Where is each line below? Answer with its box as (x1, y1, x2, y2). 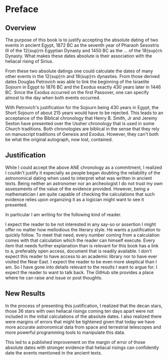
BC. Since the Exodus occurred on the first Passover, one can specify (5, 89, 149, 95)
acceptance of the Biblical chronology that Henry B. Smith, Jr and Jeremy (5, 115, 157, 121)
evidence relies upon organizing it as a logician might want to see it (5, 196, 144, 202)
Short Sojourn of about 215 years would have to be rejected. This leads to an (5, 110, 163, 116)
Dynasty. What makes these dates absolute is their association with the (5, 53, 152, 59)
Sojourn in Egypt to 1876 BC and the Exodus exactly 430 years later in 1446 (5, 84, 161, 90)
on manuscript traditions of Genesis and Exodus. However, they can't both (5, 131, 159, 137)
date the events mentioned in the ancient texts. (5, 349, 102, 355)
